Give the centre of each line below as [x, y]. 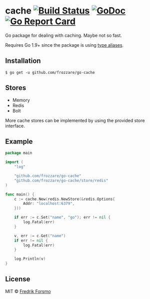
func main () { [20, 194]
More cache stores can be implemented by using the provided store [75, 120]
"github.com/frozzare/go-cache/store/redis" [61, 180]
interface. [15, 126]
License [18, 279]
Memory [21, 100]
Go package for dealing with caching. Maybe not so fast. [64, 35]
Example [19, 141]
